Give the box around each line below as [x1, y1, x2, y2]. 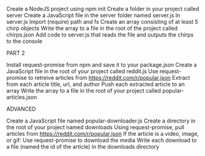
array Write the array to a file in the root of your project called [6, 87, 161, 94]
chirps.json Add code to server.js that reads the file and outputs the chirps [6, 31, 194, 38]
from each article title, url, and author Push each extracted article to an [6, 80, 185, 88]
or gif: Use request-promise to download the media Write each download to [6, 136, 197, 144]
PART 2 [6, 49, 26, 57]
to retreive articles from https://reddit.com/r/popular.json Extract [28, 74, 190, 81]
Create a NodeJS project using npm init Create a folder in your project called [6, 5, 199, 12]
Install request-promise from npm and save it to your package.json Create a [6, 61, 197, 68]
